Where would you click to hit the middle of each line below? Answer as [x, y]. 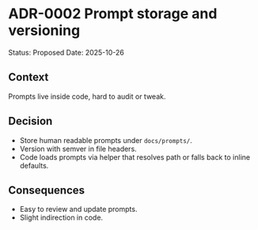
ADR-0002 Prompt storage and [113, 14]
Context [28, 77]
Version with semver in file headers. [78, 149]
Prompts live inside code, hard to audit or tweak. [87, 96]
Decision [30, 121]
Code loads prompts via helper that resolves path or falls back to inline [135, 157]
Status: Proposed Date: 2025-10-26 [66, 52]
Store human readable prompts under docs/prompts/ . [106, 140]
